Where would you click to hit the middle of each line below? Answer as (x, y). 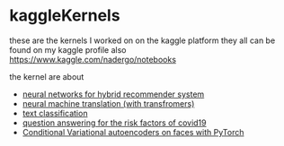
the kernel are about (47, 76)
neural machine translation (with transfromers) (108, 103)
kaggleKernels (65, 16)
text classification (55, 113)
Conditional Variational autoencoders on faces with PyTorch (133, 132)
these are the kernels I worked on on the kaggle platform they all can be (142, 40)
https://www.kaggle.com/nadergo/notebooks (93, 59)
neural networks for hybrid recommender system (113, 94)
